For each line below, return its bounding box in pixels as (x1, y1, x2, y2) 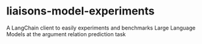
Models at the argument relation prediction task (6, 30, 126, 37)
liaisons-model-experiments (6, 4, 155, 18)
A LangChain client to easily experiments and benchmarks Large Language (6, 24, 196, 31)
